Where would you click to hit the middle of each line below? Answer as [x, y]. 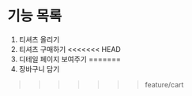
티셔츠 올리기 [39, 39]
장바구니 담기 [39, 68]
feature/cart [164, 84]
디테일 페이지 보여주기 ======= [70, 59]
